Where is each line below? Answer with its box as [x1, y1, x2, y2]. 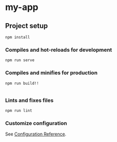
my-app [5, 2, 38, 13]
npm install [5, 35, 30, 40]
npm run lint [5, 108, 32, 113]
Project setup [5, 22, 48, 30]
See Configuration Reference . [5, 131, 66, 137]
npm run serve [5, 58, 35, 63]
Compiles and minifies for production [5, 69, 97, 76]
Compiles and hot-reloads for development [5, 46, 112, 53]
